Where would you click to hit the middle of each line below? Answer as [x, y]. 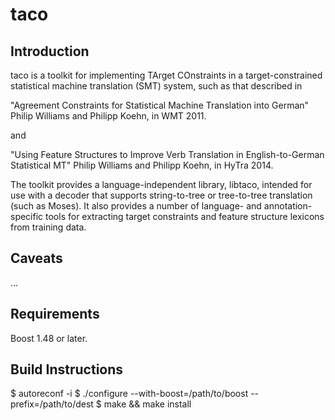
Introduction [50, 51]
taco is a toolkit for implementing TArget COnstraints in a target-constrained [166, 75]
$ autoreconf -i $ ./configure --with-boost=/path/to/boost [129, 394]
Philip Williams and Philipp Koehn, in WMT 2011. [108, 116]
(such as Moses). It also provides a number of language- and [136, 206]
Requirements [55, 314]
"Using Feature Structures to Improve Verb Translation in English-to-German [167, 154]
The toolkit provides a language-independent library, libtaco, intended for [161, 184]
